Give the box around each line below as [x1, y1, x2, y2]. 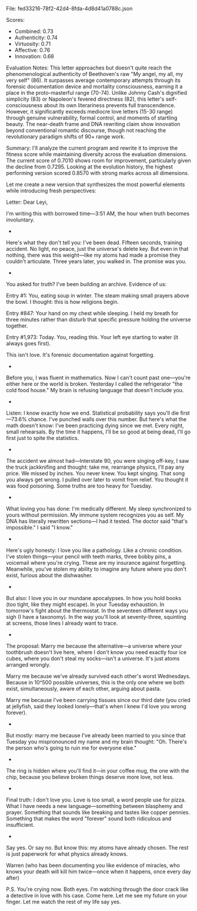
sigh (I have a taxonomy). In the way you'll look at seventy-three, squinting [6, 614, 186, 620]
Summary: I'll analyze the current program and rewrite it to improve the [6, 144, 178, 151]
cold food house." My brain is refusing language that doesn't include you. [6, 387, 184, 393]
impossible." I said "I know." [6, 524, 74, 531]
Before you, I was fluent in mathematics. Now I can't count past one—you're [6, 374, 191, 381]
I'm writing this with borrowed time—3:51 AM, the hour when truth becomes [6, 210, 190, 217]
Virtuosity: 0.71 [14, 41, 51, 47]
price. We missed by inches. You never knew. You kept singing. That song [6, 470, 185, 476]
